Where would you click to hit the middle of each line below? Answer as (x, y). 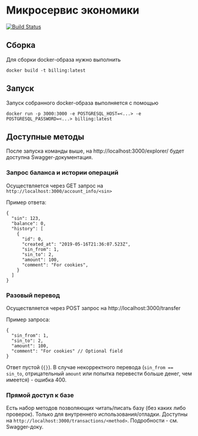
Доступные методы (45, 137)
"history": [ (27, 228)
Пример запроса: (28, 319)
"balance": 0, (29, 223)
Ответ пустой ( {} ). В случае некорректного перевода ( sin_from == (90, 367)
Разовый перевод (33, 295)
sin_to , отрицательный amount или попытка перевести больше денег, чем (99, 373)
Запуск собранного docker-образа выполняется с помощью (82, 103)
